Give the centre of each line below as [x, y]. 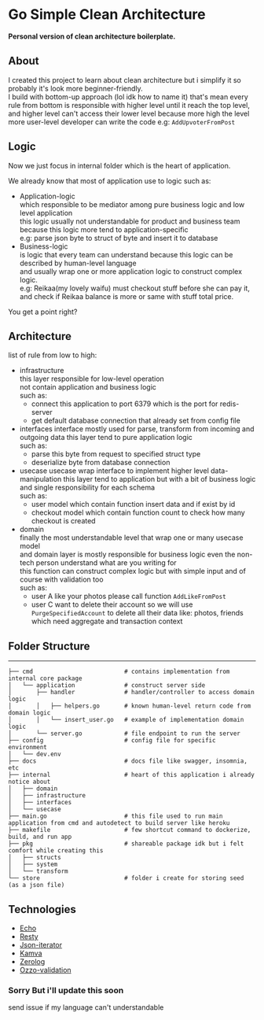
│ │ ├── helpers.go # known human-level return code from [130, 706]
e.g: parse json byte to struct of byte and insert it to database [119, 238]
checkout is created [63, 521]
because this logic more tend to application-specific [104, 229]
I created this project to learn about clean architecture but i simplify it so [125, 79]
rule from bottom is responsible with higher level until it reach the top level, [129, 105]
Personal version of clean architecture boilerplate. [92, 36]
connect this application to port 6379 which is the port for [125, 404]
